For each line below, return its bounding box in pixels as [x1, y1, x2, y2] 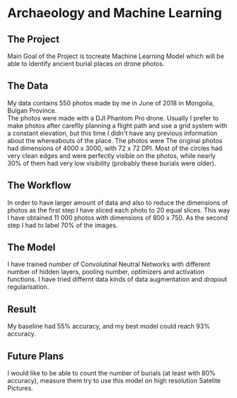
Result [7, 303, 37, 315]
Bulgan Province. [7, 106, 57, 115]
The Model [7, 241, 56, 254]
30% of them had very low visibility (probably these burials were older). [7, 159, 216, 167]
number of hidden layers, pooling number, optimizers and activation [7, 268, 205, 276]
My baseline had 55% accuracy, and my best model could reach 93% [7, 322, 210, 331]
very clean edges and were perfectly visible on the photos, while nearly [7, 151, 216, 160]
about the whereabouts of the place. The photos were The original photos [7, 136, 223, 144]
